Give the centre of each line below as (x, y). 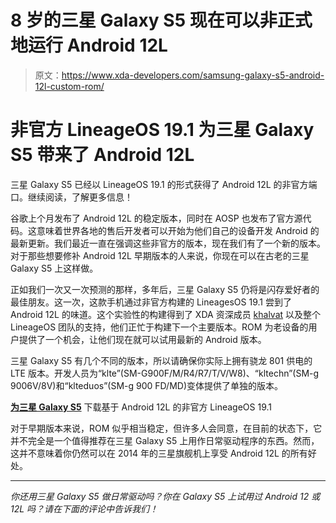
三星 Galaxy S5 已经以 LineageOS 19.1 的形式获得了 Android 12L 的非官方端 (164, 184)
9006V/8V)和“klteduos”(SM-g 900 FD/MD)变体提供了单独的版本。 (147, 385)
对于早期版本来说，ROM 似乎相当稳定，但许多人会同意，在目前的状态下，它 (166, 428)
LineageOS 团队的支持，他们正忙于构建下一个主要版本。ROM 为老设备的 (159, 327)
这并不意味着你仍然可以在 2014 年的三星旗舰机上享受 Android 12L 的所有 (159, 453)
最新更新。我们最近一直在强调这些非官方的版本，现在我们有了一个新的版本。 (168, 243)
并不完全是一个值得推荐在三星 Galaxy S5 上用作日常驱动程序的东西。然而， (165, 440)
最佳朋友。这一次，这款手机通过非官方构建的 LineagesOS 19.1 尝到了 (151, 302)
